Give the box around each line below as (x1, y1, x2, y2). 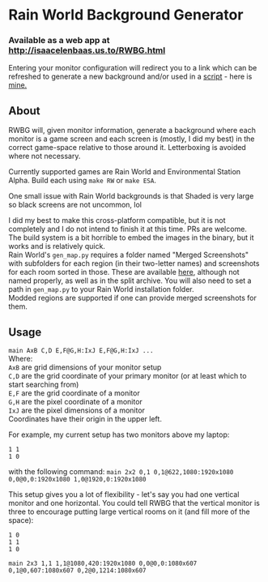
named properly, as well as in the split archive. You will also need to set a (8, 276, 252, 285)
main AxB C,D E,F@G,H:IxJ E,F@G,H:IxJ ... (8, 347, 154, 355)
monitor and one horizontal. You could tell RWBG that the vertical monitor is (8, 499, 261, 508)
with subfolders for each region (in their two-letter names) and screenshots (8, 259, 260, 268)
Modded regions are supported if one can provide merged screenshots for (8, 293, 257, 303)
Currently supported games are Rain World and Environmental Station (8, 167, 241, 177)
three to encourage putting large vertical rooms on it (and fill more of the (8, 507, 250, 516)
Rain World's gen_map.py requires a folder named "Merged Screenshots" (8, 250, 249, 260)
